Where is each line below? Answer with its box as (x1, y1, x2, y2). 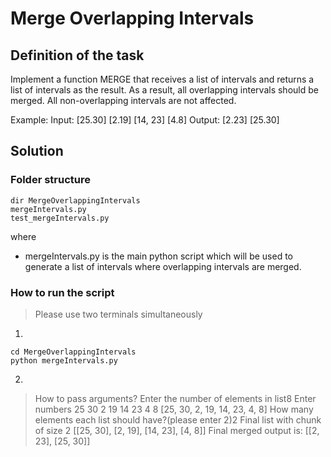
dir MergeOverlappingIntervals (10, 195, 141, 206)
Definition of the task (10, 47, 145, 64)
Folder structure (10, 173, 91, 187)
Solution (10, 143, 64, 160)
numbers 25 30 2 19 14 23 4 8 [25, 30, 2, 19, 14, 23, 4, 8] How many (34, 403, 314, 415)
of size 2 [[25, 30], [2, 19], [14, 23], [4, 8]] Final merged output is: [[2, (34, 424, 320, 436)
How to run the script (10, 285, 115, 299)
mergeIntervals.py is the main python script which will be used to (24, 250, 293, 262)
